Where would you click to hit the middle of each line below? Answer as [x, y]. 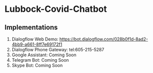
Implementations [31, 27]
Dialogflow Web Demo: [35, 39]
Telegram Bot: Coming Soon [40, 60]
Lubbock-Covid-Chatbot [56, 9]
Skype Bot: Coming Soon [37, 65]
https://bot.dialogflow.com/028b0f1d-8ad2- [104, 39]
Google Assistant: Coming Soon [44, 55]
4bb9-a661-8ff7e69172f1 [37, 44]
